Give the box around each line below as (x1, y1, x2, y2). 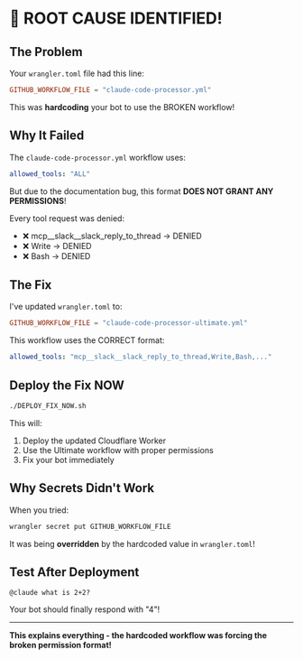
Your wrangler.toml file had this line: (9, 68, 144, 79)
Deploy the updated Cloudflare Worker (22, 435, 167, 446)
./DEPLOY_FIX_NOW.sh (9, 401, 87, 410)
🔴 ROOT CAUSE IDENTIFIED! (9, 8, 223, 29)
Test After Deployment (9, 564, 140, 580)
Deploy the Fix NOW (9, 377, 124, 393)
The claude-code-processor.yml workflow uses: (9, 152, 187, 162)
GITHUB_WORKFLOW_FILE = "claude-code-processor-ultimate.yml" (9, 319, 248, 328)
